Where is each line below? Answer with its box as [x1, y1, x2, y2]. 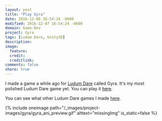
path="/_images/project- [49, 105, 100, 111]
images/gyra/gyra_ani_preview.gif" [5, 110, 76, 116]
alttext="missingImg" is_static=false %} [77, 110, 158, 116]
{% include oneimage [5, 105, 49, 111]
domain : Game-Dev [5, 26, 41, 31]
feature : [9, 48, 28, 53]
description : [5, 40, 32, 44]
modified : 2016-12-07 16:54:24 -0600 [5, 21, 83, 26]
